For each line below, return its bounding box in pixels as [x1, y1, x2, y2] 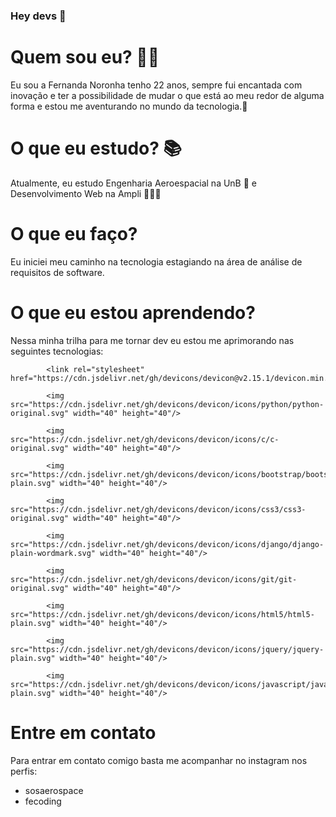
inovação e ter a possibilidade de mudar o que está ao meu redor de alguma [10, 89, 325, 101]
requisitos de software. [10, 266, 105, 278]
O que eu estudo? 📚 [10, 137, 182, 160]
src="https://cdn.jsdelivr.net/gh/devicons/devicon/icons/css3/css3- [10, 504, 307, 514]
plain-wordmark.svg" [10, 548, 97, 558]
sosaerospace [24, 784, 84, 796]
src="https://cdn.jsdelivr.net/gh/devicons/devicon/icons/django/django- [10, 539, 325, 549]
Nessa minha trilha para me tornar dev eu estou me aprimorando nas [10, 334, 295, 346]
